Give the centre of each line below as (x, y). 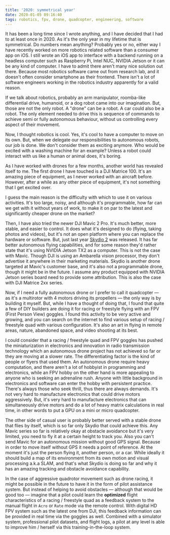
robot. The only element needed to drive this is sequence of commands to (82, 114)
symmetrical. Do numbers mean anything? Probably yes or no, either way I (83, 45)
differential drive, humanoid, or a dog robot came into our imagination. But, (83, 103)
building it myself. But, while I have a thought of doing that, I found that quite (85, 303)
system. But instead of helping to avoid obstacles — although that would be (84, 490)
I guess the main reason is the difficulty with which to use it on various (79, 197)
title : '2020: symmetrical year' (40, 10)
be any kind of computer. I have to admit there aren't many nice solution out (84, 66)
